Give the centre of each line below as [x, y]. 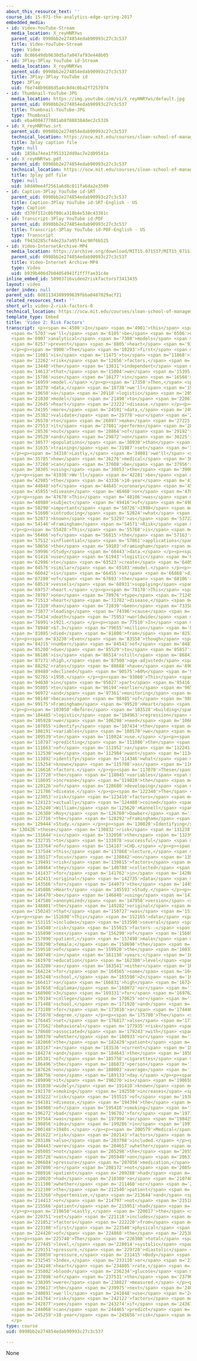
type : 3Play [26, 83]
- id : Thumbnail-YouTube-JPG [42, 93]
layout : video [23, 284]
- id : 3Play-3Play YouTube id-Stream [52, 60]
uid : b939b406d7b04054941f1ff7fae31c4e [60, 273]
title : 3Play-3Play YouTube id [50, 77]
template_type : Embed [33, 317]
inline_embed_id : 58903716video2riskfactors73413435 [72, 279]
